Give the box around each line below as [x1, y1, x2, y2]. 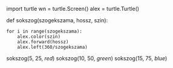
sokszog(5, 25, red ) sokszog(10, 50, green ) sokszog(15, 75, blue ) [6, 55, 168, 62]
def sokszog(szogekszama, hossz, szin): [6, 17, 108, 23]
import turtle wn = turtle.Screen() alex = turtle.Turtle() [6, 5, 140, 12]
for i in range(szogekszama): [6, 28, 83, 34]
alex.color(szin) [17, 34, 61, 40]
